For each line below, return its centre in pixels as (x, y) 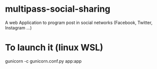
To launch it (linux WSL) (54, 48)
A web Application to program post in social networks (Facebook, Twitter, (79, 23)
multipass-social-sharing (58, 9)
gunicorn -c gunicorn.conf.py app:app (43, 61)
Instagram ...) (19, 27)
